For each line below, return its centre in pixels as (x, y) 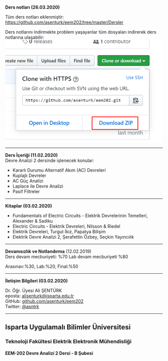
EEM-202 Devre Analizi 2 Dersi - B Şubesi (49, 353)
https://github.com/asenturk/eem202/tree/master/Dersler (64, 22)
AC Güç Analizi (28, 181)
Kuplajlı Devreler (29, 175)
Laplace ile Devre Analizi (38, 186)
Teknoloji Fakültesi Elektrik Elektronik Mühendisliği (68, 341)
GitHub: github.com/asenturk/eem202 (44, 301)
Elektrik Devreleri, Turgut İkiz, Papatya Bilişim (59, 232)
